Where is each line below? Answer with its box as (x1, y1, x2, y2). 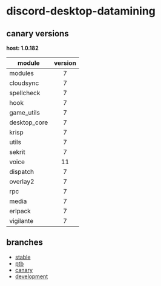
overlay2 (9, 178, 34, 185)
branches (6, 238, 44, 248)
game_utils (9, 108, 41, 116)
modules (9, 69, 34, 77)
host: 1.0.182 (6, 44, 39, 52)
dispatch (9, 168, 34, 176)
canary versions (6, 28, 69, 39)
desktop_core (9, 118, 48, 127)
